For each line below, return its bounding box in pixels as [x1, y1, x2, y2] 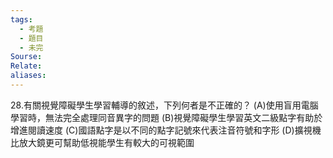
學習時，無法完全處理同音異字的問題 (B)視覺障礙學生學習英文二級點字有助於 [10, 111, 323, 123]
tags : [10, 14, 33, 25]
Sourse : [10, 52, 43, 62]
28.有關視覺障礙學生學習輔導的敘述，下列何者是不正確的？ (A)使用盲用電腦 [10, 99, 319, 111]
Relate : [10, 61, 43, 71]
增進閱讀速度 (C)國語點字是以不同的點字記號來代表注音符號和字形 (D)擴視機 [10, 124, 322, 136]
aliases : [10, 71, 47, 81]
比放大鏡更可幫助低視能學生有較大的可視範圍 [10, 136, 195, 148]
